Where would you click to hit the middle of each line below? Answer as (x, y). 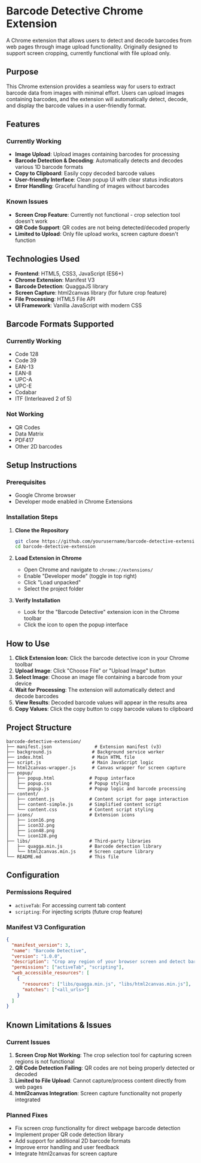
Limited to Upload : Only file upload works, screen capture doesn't (96, 234)
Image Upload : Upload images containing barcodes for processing (97, 155)
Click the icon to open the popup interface (76, 625)
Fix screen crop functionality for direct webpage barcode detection (98, 1128)
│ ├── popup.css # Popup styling (68, 783)
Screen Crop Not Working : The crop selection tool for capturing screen (103, 1055)
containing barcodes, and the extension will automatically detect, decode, (97, 99)
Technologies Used (43, 259)
